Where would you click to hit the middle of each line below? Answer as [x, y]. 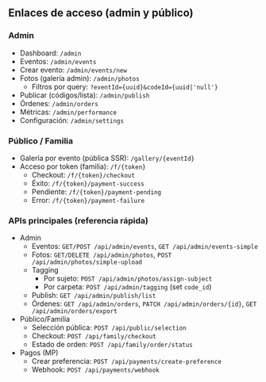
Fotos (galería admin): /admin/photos [80, 78]
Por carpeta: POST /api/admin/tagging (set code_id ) [127, 287]
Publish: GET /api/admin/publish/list [94, 296]
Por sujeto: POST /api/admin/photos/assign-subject [128, 279]
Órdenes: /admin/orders [59, 103]
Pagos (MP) [39, 353]
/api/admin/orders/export [74, 311]
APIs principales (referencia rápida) [79, 220]
